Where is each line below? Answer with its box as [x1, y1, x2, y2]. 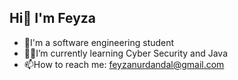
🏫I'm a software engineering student [23, 36, 175, 48]
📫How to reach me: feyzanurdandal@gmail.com [23, 58, 225, 70]
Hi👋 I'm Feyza [9, 10, 96, 27]
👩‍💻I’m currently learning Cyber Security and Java [23, 47, 229, 59]
